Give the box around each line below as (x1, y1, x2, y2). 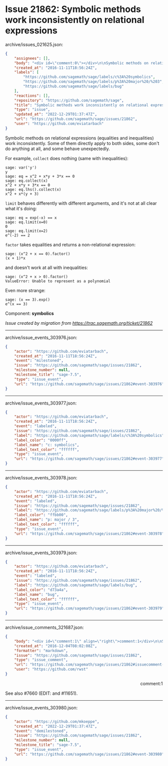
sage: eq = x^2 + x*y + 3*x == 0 (5, 174, 75, 179)
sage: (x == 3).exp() (5, 297, 50, 302)
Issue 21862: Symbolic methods (5, 4, 141, 15)
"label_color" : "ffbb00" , (14, 513, 68, 518)
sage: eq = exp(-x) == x (5, 215, 57, 220)
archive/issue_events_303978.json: (5, 475, 77, 481)
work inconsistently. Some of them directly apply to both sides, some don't (5, 140, 159, 146)
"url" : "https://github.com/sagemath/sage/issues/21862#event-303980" (14, 751, 164, 756)
